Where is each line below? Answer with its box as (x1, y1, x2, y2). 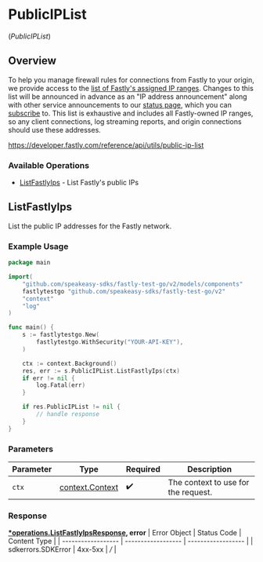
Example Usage (8, 241, 69, 252)
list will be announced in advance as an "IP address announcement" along (8, 92, 248, 101)
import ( (8, 273, 34, 281)
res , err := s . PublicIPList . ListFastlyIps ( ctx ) (22, 367, 180, 374)
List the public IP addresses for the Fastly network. (8, 221, 172, 231)
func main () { (8, 323, 55, 331)
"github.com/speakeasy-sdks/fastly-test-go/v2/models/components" (22, 280, 243, 288)
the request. (168, 487, 213, 498)
